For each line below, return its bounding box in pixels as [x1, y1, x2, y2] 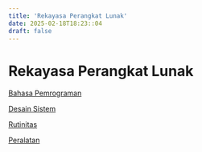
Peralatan [8, 135, 40, 146]
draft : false [8, 27, 52, 35]
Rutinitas [8, 120, 38, 129]
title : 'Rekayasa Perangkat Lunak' [8, 11, 128, 20]
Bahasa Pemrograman [8, 88, 82, 98]
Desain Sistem [8, 104, 56, 114]
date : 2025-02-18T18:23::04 [8, 19, 103, 27]
